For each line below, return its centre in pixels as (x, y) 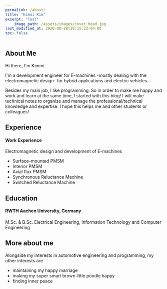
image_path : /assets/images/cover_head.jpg (60, 24)
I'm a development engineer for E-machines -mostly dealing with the (76, 75)
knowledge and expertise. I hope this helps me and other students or (76, 106)
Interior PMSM (27, 167)
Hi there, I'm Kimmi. (25, 65)
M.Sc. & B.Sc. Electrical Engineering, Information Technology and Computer (83, 222)
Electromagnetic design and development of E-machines (64, 152)
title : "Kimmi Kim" (25, 15)
